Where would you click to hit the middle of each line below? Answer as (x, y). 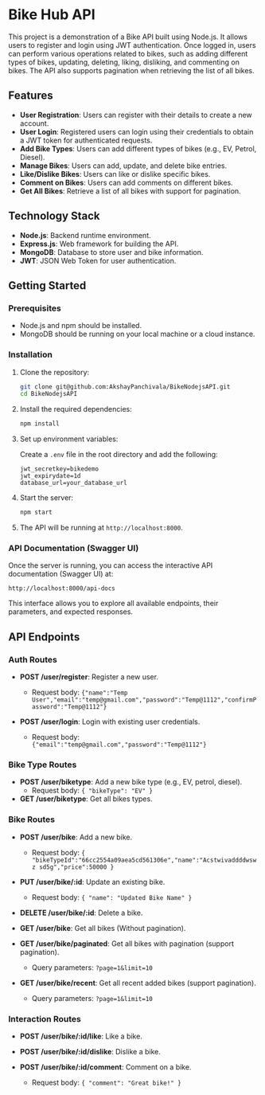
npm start (36, 512)
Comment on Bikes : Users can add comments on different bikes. (126, 182)
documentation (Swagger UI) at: (61, 574)
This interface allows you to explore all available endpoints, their (113, 604)
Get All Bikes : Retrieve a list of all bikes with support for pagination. (130, 191)
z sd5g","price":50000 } (73, 867)
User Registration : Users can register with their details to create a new (136, 115)
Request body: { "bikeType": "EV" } (92, 791)
